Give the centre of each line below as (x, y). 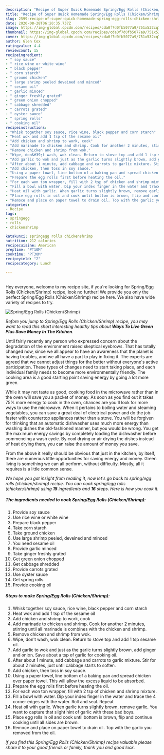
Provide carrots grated (35, 569)
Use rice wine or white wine (40, 517)
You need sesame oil (34, 543)
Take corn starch (29, 528)
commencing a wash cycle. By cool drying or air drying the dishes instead (80, 439)
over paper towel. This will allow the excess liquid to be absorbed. (79, 681)
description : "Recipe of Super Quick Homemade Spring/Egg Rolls (72, 10)
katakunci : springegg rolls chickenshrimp (49, 236)
